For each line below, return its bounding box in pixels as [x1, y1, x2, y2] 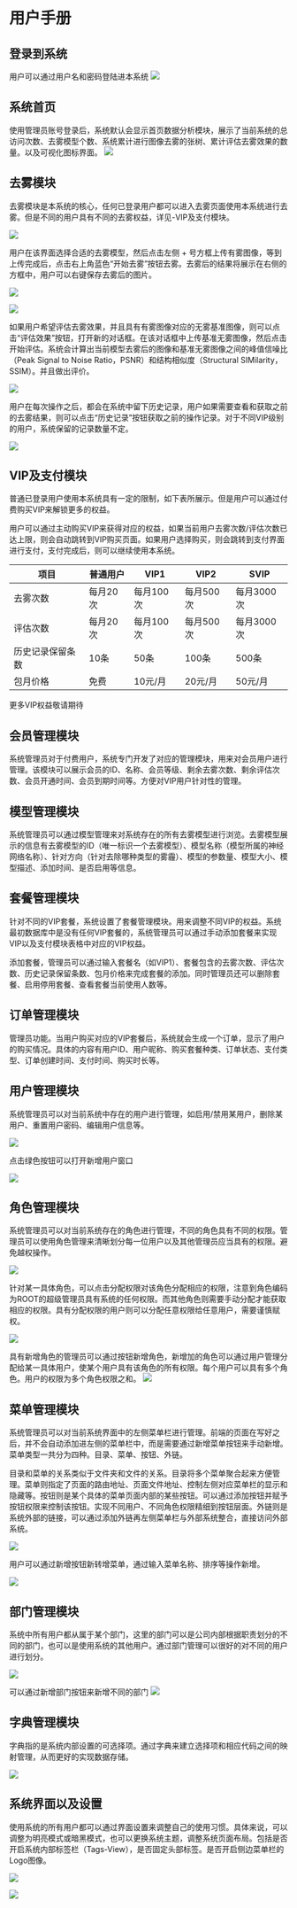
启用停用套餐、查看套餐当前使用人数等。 [24, 979, 172, 989]
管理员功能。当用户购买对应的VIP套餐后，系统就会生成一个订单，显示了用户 [9, 1033, 286, 1043]
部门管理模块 [9, 1604, 80, 1619]
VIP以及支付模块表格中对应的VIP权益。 [9, 938, 150, 949]
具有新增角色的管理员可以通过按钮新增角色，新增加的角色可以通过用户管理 [9, 1352, 280, 1362]
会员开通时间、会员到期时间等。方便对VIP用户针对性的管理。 [24, 776, 247, 787]
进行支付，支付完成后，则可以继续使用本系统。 [9, 546, 179, 556]
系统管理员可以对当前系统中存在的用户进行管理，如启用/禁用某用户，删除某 [9, 1108, 284, 1119]
